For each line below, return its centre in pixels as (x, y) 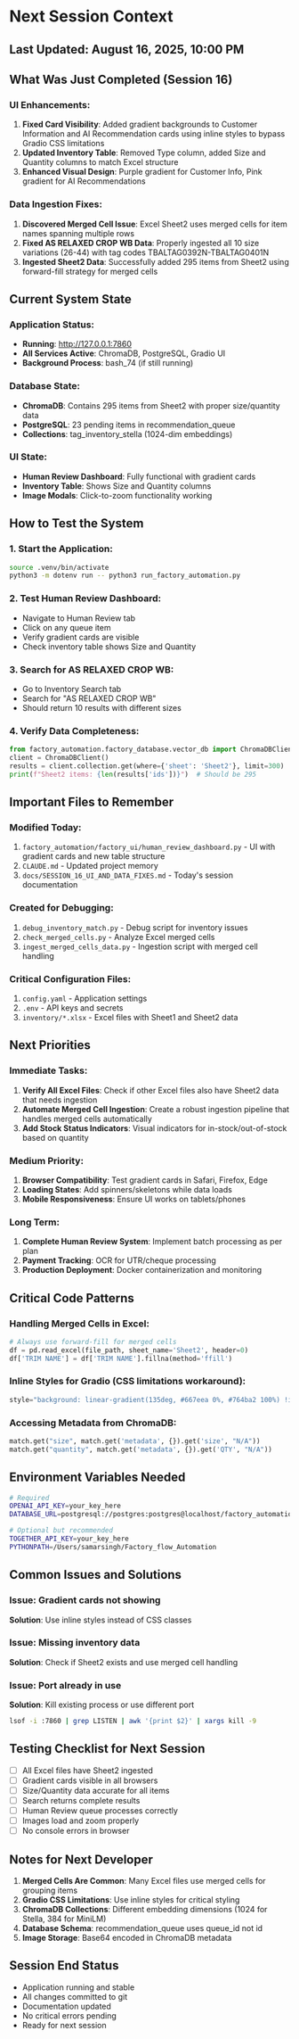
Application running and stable (78, 1987)
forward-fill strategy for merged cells (90, 271)
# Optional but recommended (61, 1531)
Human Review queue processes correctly (100, 1811)
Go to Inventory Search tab (72, 689)
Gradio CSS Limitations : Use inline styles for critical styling (131, 1900)
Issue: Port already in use (65, 1685)
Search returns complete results (81, 1800)
